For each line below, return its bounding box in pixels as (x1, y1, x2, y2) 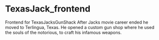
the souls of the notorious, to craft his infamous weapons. (5, 29, 122, 35)
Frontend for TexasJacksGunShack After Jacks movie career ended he (5, 19, 149, 25)
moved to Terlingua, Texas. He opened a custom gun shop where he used (5, 24, 155, 30)
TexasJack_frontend (5, 3, 91, 14)
